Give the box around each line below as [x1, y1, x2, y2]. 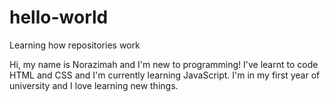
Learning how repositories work [9, 39, 141, 51]
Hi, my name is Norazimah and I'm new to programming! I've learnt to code [9, 58, 319, 70]
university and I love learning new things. [9, 79, 179, 91]
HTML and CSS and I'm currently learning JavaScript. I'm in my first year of [9, 69, 321, 81]
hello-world [9, 6, 109, 29]
